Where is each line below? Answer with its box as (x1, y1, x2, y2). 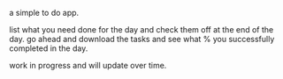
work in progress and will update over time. (9, 61, 167, 70)
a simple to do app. (9, 8, 80, 18)
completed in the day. (9, 43, 88, 54)
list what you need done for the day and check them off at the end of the (9, 25, 274, 34)
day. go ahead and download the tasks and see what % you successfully (9, 34, 275, 44)
